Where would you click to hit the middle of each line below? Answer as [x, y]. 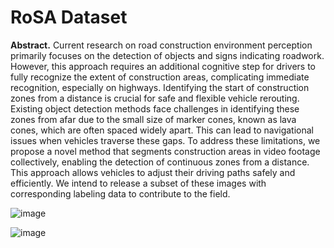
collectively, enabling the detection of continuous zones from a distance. [160, 162]
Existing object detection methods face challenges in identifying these [155, 108]
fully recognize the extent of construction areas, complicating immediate [160, 77]
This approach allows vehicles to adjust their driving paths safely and [153, 172]
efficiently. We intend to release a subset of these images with [138, 183]
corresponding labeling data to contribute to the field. [120, 193]
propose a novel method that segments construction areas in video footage [165, 151]
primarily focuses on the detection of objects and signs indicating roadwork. [167, 55]
